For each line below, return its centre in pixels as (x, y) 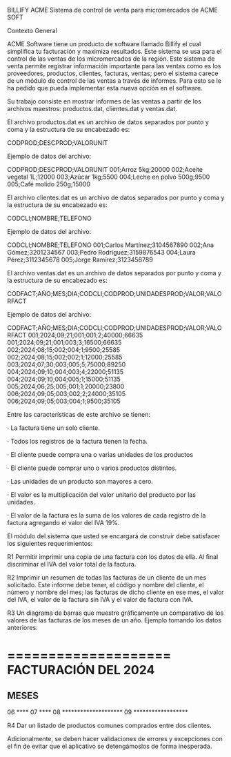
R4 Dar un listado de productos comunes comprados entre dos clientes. (109, 725)
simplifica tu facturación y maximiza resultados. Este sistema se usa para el (114, 51)
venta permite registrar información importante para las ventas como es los (114, 66)
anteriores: (22, 628)
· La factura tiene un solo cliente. (53, 428)
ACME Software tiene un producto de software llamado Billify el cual (104, 44)
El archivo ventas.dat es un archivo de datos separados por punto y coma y (114, 273)
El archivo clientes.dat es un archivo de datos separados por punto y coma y (116, 197)
